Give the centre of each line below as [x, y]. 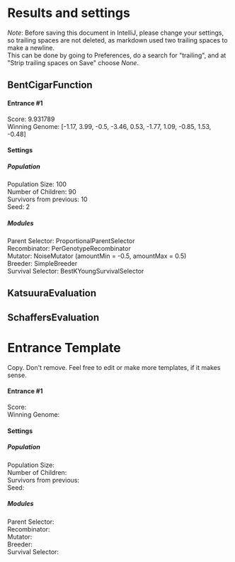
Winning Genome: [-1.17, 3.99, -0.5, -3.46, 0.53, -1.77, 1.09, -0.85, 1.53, [109, 126]
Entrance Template [64, 348]
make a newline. [31, 47]
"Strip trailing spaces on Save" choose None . [73, 62]
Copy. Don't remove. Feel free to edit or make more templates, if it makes [114, 367]
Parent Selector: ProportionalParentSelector [71, 241]
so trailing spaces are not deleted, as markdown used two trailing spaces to [117, 40]
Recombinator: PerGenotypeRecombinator [69, 249]
